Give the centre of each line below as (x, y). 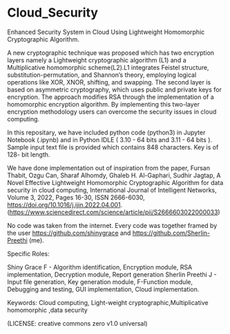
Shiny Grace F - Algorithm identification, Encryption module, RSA (100, 267)
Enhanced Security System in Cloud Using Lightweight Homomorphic (106, 32)
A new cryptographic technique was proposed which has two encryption (111, 53)
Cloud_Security (53, 13)
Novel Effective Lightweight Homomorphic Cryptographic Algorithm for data (115, 182)
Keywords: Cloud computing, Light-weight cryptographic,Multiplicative (108, 302)
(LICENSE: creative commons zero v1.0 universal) (77, 323)
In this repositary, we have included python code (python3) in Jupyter (106, 132)
